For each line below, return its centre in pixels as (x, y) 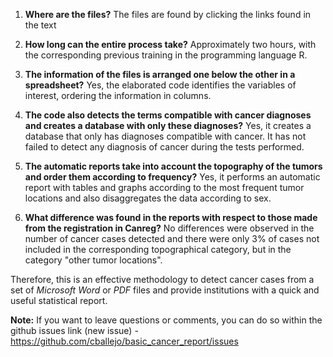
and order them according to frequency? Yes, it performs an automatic (172, 177)
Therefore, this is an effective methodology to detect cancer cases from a (162, 279)
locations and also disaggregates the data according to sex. (148, 198)
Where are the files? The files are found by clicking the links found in (168, 14)
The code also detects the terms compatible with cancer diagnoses (168, 115)
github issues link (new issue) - (74, 330)
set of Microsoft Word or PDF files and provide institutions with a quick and (165, 290)
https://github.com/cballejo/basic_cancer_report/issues (124, 341)
